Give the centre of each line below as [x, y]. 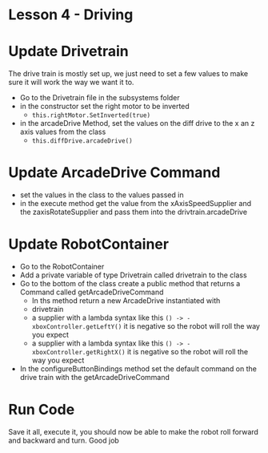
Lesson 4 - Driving [71, 15]
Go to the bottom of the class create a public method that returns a [130, 283]
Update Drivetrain [69, 52]
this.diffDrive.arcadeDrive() [82, 141]
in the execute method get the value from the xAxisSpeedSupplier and [136, 204]
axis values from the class [63, 132]
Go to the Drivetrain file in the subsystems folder [100, 98]
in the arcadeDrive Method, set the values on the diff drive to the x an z [137, 123]
